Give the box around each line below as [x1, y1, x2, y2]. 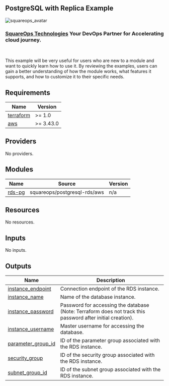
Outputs [5, 262, 32, 270]
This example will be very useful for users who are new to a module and [5, 58, 154, 64]
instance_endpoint [8, 285, 51, 292]
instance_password [8, 308, 54, 315]
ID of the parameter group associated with [60, 337, 160, 344]
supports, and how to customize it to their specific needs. [5, 74, 125, 80]
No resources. [5, 219, 35, 225]
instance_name [8, 293, 44, 300]
